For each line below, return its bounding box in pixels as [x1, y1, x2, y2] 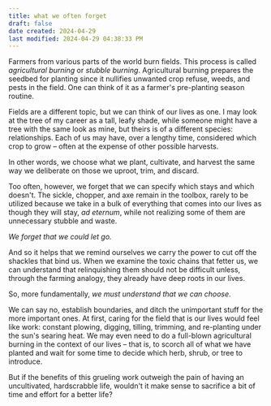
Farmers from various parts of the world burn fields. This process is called [8, 57, 257, 67]
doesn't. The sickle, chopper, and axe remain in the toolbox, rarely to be [8, 190, 249, 200]
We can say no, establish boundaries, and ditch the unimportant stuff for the [8, 305, 264, 315]
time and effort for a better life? [8, 390, 114, 400]
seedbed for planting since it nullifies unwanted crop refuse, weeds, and [8, 74, 251, 84]
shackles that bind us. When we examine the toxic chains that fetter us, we [8, 257, 258, 266]
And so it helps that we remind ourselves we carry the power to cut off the [8, 248, 257, 257]
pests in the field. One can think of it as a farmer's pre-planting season [8, 83, 245, 93]
